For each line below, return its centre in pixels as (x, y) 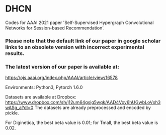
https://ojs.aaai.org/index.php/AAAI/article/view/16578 (62, 77)
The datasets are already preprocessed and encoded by (93, 107)
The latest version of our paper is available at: (62, 66)
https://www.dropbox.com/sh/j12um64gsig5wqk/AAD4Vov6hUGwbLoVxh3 (83, 102)
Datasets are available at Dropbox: (41, 97)
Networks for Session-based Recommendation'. (55, 27)
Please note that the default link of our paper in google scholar (83, 40)
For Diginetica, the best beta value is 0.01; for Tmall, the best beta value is (82, 122)
